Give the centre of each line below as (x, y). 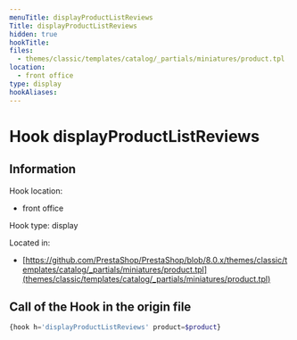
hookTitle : (29, 42)
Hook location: (36, 191)
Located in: (30, 243)
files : (21, 51)
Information (43, 169)
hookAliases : (33, 92)
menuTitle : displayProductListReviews (81, 17)
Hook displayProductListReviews (135, 136)
